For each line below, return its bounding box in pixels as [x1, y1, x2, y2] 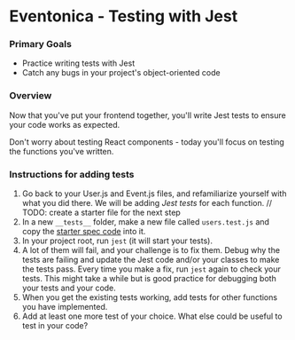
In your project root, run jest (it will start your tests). [21, 235, 213, 246]
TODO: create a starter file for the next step [21, 207, 182, 218]
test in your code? [21, 320, 89, 331]
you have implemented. [21, 302, 108, 312]
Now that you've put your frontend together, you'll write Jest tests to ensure [9, 109, 286, 121]
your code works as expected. [9, 119, 120, 130]
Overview [9, 90, 52, 102]
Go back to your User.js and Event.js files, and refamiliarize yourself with [21, 188, 287, 199]
